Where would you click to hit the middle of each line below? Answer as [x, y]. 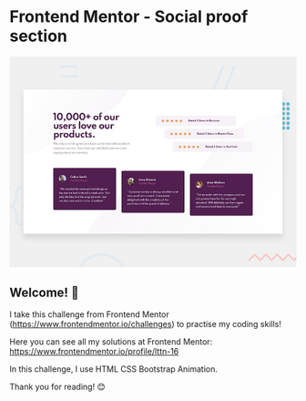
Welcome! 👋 [44, 292]
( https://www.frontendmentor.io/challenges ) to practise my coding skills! [146, 324]
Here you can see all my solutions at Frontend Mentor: [111, 342]
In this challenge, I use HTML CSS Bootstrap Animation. [114, 369]
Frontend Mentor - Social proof [129, 17]
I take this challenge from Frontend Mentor [90, 314]
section [39, 36]
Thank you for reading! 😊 [58, 387]
